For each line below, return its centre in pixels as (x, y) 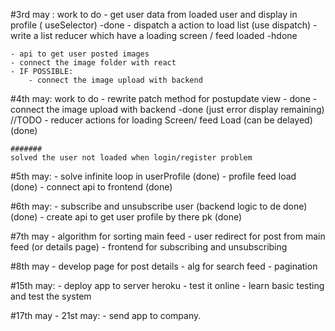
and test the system (51, 296)
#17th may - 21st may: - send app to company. (106, 315)
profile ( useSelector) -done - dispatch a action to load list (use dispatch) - (164, 25)
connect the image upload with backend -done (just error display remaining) (167, 109)
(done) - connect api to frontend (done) (91, 187)
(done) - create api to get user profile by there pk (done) (126, 217)
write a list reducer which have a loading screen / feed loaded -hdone (154, 35)
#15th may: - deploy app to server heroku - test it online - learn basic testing (167, 285)
